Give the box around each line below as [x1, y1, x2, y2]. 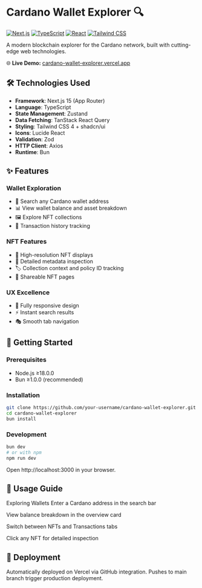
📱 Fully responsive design [15, 302, 80, 309]
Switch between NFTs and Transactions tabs [6, 523, 118, 530]
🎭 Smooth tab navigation [15, 318, 79, 325]
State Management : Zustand [15, 110, 88, 117]
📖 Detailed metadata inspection [15, 257, 94, 265]
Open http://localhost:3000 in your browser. [6, 466, 116, 473]
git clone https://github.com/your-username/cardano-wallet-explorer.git [6, 405, 197, 411]
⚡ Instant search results [15, 309, 74, 316]
